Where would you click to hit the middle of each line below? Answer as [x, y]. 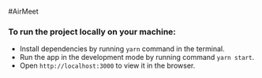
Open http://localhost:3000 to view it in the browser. [107, 65]
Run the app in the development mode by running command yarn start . [137, 58]
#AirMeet [24, 11]
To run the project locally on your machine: [92, 32]
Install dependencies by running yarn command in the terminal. [122, 49]
